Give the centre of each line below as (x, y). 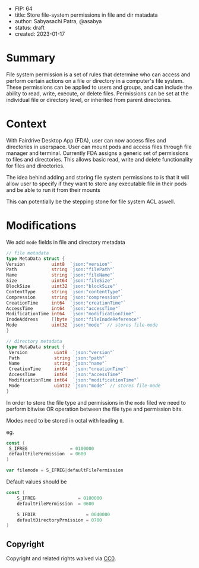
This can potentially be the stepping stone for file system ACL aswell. (91, 201)
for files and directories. (35, 166)
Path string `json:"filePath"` (61, 270)
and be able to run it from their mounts (53, 190)
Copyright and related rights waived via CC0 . (61, 558)
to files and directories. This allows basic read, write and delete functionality (99, 159)
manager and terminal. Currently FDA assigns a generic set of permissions (97, 153)
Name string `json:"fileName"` (61, 275)
